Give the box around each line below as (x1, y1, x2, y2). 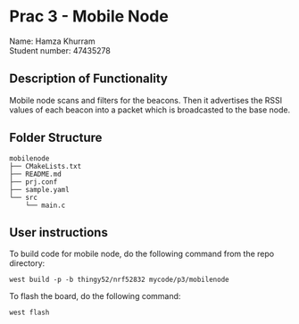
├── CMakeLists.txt (9, 162, 82, 170)
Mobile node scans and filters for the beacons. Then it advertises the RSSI (9, 95, 283, 105)
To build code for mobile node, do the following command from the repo (9, 248, 275, 260)
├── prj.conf (9, 177, 58, 187)
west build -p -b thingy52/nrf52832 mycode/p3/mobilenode (9, 275, 229, 285)
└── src (9, 193, 38, 202)
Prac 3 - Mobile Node (9, 6, 170, 27)
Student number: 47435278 (9, 45, 112, 55)
